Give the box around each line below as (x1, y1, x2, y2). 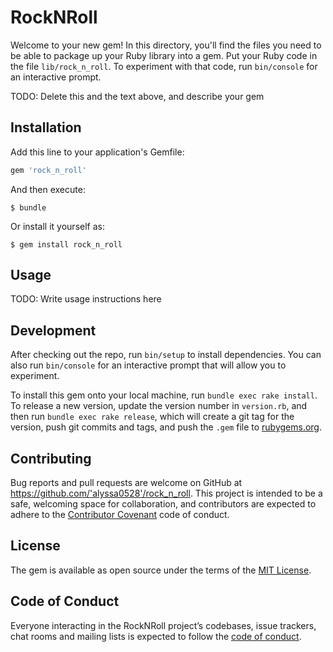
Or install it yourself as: (10, 220, 105, 232)
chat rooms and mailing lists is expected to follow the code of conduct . (10, 630, 302, 642)
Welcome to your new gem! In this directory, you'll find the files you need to (10, 39, 322, 51)
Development (10, 322, 97, 339)
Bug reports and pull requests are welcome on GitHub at (10, 477, 243, 489)
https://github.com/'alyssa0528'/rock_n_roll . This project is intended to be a (10, 487, 323, 500)
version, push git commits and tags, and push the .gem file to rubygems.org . (10, 421, 323, 433)
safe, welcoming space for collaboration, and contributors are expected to (10, 498, 317, 510)
